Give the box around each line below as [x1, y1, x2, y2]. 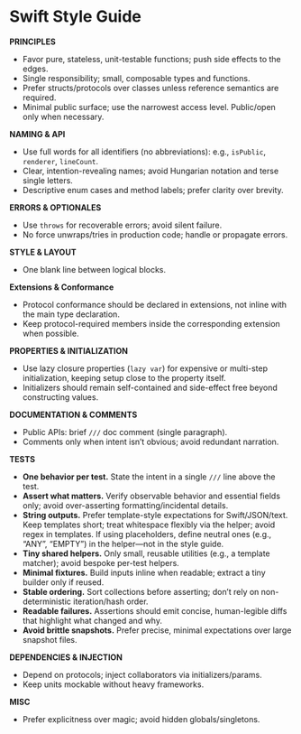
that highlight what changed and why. [22, 615, 162, 626]
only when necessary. [22, 111, 105, 122]
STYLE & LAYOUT [9, 246, 77, 257]
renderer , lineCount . [22, 155, 99, 166]
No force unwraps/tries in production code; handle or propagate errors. [22, 228, 288, 240]
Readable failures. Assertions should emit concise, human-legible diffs [22, 605, 287, 616]
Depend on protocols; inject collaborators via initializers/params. [22, 669, 263, 680]
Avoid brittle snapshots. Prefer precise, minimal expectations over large [22, 625, 292, 636]
